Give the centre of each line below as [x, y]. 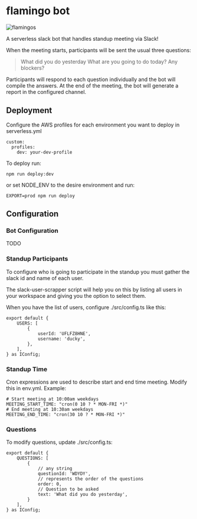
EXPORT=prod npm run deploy [41, 196]
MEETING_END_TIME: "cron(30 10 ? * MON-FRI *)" [66, 415]
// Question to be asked [68, 489]
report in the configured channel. [46, 92]
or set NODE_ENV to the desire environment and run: [70, 185]
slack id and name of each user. [45, 278]
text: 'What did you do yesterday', [83, 495]
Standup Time [27, 369]
